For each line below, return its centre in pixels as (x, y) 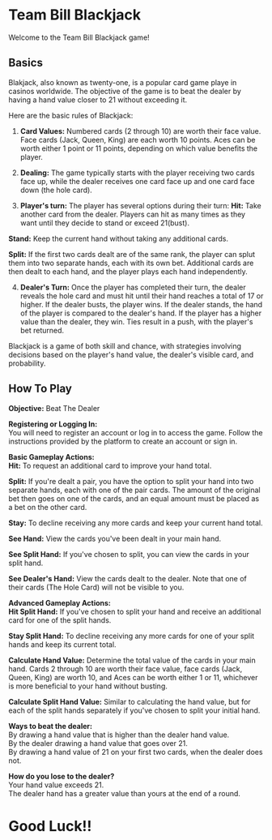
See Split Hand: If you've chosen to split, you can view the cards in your (129, 554)
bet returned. (42, 330)
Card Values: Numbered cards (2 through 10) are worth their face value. (140, 131)
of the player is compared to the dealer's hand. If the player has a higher (140, 313)
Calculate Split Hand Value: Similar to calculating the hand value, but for (130, 701)
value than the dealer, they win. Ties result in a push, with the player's (136, 321)
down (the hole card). (56, 190)
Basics (25, 63)
